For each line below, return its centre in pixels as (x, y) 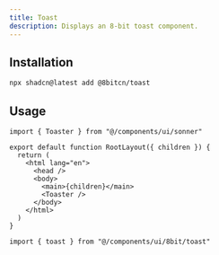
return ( (34, 155)
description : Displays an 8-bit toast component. (104, 26)
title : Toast (34, 18)
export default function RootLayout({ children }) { (110, 147)
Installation (41, 62)
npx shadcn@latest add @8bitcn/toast (80, 83)
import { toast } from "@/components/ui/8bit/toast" (110, 242)
